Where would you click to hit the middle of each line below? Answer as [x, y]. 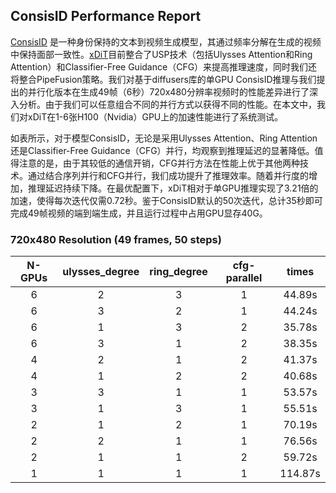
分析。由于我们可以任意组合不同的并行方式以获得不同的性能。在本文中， [167, 104]
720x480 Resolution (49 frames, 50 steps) [116, 239]
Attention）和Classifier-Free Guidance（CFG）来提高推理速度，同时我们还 [164, 66]
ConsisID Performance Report [106, 16]
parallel [244, 278]
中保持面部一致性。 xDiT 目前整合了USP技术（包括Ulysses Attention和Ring [161, 54]
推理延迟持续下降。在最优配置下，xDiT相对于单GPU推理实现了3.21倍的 [173, 188]
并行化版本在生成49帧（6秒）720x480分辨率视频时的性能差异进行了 [168, 91]
